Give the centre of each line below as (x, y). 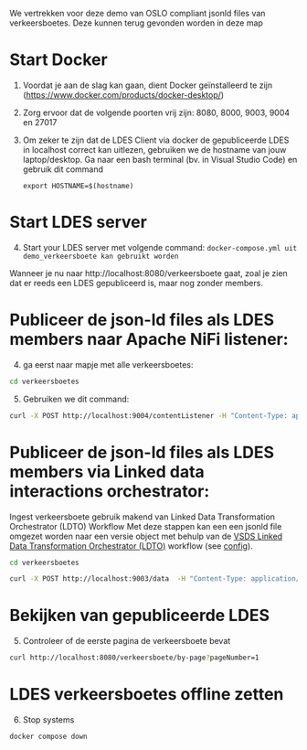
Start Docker (58, 60)
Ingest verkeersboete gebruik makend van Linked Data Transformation (143, 517)
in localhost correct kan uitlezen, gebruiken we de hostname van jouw (154, 149)
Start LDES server (79, 222)
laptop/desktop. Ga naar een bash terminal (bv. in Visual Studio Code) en (160, 159)
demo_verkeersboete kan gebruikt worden (101, 256)
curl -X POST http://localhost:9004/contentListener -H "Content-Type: (148, 415)
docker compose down (49, 736)
